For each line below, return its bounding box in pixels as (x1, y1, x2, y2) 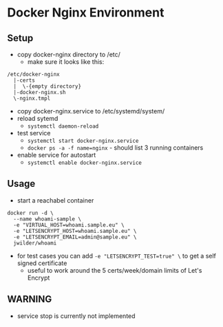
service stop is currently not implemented (17, 311, 136, 320)
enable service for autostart (17, 151, 96, 159)
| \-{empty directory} (13, 83, 81, 90)
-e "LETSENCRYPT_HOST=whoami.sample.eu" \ (13, 227, 137, 234)
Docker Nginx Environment (7, 5, 164, 21)
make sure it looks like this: (27, 58, 105, 66)
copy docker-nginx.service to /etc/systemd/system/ (17, 107, 165, 115)
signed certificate (17, 259, 67, 267)
